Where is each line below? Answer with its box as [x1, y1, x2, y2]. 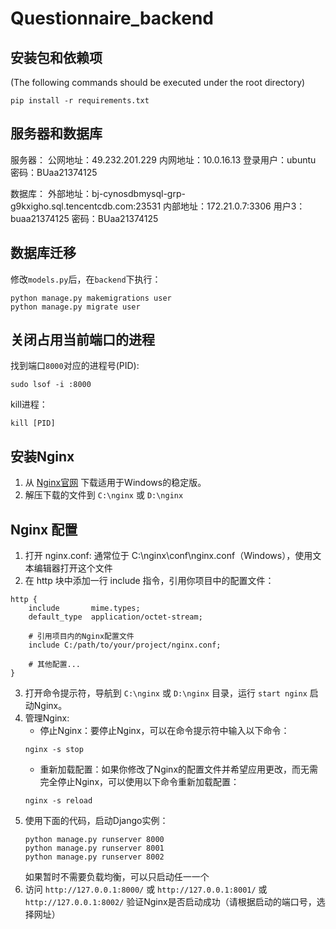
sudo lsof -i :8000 [10, 380, 92, 390]
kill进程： [10, 398, 48, 411]
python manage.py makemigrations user [10, 293, 172, 303]
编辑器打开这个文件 [33, 562, 113, 574]
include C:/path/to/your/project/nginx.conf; [28, 640, 222, 651]
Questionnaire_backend [10, 7, 214, 30]
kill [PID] [10, 418, 56, 429]
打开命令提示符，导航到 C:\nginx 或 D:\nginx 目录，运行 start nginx [24, 687, 308, 699]
